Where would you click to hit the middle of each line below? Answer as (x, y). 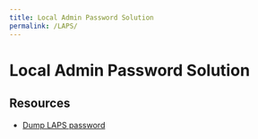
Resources (40, 104)
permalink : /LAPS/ (43, 26)
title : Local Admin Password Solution (82, 17)
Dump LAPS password (64, 125)
